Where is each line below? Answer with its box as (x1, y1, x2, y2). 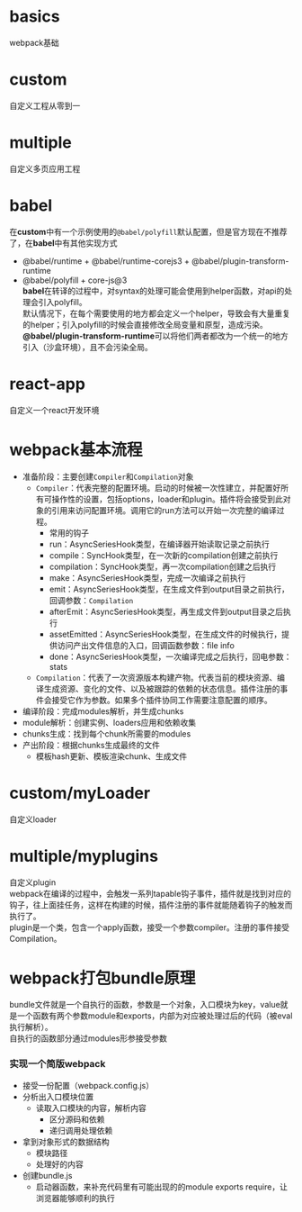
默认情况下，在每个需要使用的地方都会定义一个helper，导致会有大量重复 (22, 308, 290, 319)
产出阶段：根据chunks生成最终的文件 (22, 739, 160, 750)
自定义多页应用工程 (9, 163, 81, 174)
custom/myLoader (9, 782, 151, 803)
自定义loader (9, 813, 57, 825)
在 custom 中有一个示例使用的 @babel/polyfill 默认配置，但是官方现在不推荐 (9, 226, 288, 237)
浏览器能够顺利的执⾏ (35, 1192, 115, 1203)
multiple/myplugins (9, 846, 159, 866)
